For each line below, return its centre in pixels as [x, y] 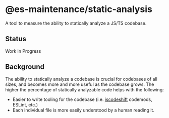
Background [25, 67]
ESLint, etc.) [25, 104]
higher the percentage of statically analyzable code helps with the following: [84, 89]
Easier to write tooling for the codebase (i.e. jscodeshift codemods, [82, 99]
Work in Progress [23, 51]
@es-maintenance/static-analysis [79, 9]
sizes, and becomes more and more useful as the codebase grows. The [80, 84]
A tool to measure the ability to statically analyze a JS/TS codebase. [76, 23]
